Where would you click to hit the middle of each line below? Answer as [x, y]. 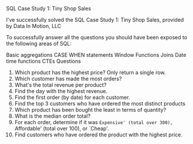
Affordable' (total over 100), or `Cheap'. [62, 128]
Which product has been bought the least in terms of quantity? [90, 110]
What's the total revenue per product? [60, 85]
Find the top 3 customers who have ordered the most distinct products [100, 104]
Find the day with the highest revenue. [61, 91]
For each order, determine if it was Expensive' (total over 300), [94, 122]
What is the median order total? [53, 116]
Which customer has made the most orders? [68, 79]
